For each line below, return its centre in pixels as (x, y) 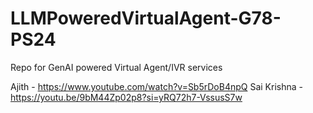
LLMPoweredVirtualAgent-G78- (146, 18)
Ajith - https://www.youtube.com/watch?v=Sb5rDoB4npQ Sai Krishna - (156, 86)
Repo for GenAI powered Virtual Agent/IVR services (116, 67)
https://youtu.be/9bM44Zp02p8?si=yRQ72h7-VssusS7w (126, 97)
